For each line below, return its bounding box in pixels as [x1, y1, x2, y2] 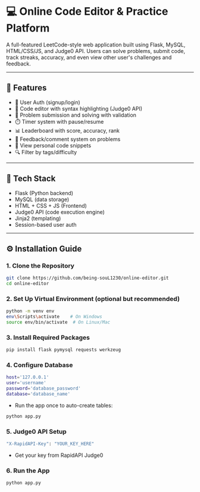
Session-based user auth [14, 221, 77, 228]
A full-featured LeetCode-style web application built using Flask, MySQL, [6, 41, 186, 48]
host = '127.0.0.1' [6, 374, 49, 381]
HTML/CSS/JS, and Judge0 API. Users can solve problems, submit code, [6, 47, 186, 54]
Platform [6, 21, 50, 35]
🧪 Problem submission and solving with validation [14, 111, 137, 118]
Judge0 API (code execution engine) [14, 208, 105, 215]
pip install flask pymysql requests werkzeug [6, 347, 121, 353]
